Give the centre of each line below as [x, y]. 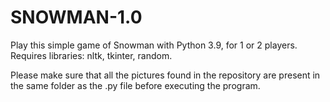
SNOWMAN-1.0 [76, 17]
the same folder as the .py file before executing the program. [135, 85]
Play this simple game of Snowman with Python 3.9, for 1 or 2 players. [154, 45]
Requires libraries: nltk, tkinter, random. [91, 55]
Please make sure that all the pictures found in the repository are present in [165, 75]
